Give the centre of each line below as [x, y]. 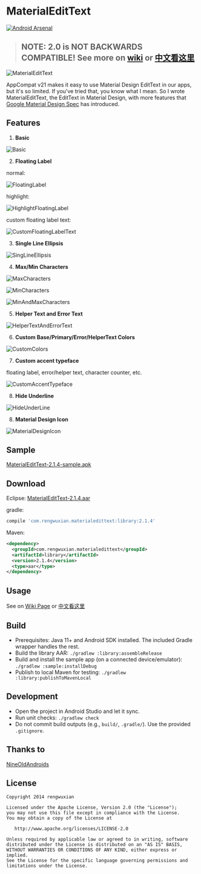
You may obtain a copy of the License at [59, 818]
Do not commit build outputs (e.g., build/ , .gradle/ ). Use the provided [103, 724]
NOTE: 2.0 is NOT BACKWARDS [82, 47]
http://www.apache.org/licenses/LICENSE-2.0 [71, 829]
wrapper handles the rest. [47, 646]
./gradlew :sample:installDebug [56, 666]
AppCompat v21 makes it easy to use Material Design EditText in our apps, [99, 84]
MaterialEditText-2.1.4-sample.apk [49, 465]
